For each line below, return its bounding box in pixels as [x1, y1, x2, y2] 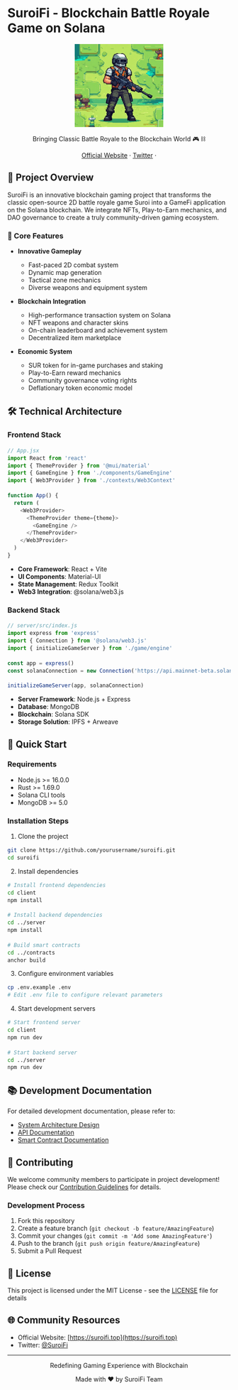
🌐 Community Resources [7, 1314, 120, 1326]
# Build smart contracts [7, 941, 81, 949]
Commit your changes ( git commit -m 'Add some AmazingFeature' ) [17, 1232, 212, 1240]
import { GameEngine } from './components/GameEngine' [7, 469, 173, 477]
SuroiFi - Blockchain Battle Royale [7, 5, 210, 21]
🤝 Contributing [7, 1156, 74, 1168]
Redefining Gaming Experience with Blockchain [50, 1361, 188, 1369]
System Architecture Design [17, 1121, 100, 1129]
